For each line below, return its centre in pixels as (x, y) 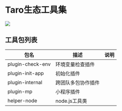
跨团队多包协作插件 (78, 82)
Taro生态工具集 (36, 10)
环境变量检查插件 (75, 64)
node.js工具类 (71, 101)
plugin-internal (25, 82)
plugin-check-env (29, 64)
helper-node (23, 100)
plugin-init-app (26, 73)
